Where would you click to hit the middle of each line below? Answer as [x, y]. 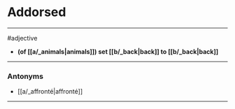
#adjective [22, 38]
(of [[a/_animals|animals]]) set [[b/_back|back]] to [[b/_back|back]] [118, 51]
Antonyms [26, 76]
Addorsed [37, 12]
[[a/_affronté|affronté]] [50, 92]
